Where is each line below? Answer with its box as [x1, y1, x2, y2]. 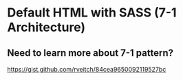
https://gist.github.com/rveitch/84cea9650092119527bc [7, 66, 166, 73]
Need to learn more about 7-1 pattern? [7, 47, 174, 59]
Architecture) [7, 19, 86, 35]
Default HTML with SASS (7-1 [7, 5, 177, 21]
